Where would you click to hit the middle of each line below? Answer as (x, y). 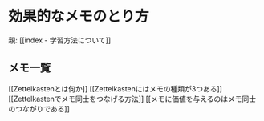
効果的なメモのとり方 (79, 16)
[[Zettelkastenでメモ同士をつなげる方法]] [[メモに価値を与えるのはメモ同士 (132, 99)
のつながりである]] (39, 108)
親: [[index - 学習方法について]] (60, 40)
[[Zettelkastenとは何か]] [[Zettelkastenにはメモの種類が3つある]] (116, 88)
